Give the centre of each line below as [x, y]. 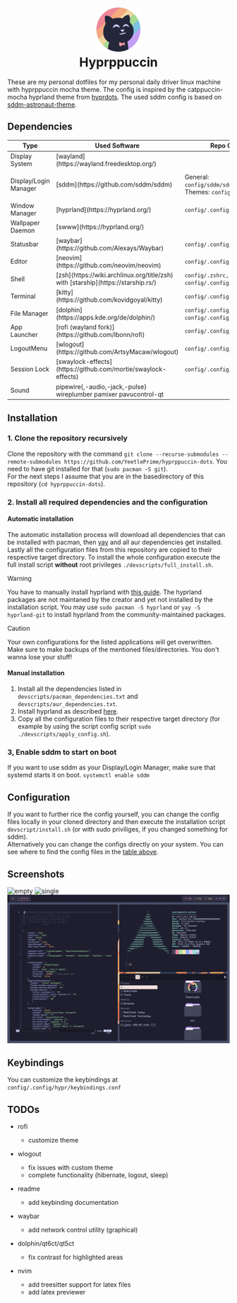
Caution [19, 628]
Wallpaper [25, 223]
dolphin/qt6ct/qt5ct [46, 1244]
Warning [19, 578]
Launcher [24, 334]
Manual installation [36, 673]
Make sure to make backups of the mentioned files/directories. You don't [113, 649]
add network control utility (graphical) [83, 1230]
